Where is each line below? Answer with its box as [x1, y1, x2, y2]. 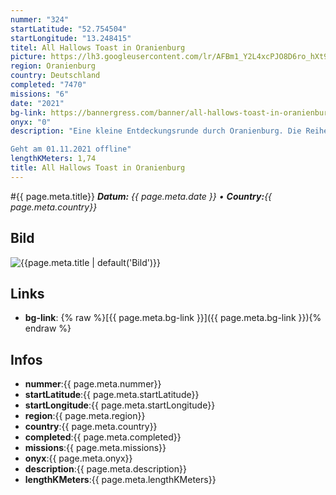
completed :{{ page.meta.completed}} [24, 431, 182, 443]
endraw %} [24, 322, 72, 335]
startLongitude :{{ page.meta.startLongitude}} [24, 399, 216, 411]
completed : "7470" [10, 80, 87, 90]
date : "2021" [10, 98, 65, 108]
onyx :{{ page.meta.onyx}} [24, 452, 133, 465]
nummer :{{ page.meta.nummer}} [24, 378, 162, 390]
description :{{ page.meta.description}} [24, 463, 187, 475]
